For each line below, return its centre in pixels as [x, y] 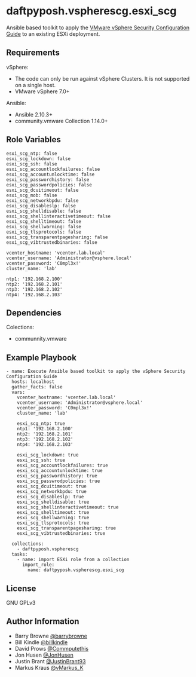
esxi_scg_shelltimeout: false [44, 221]
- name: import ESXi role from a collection [73, 560]
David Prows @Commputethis [51, 648]
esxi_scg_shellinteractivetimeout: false [59, 216]
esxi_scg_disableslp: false [41, 206]
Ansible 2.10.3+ [33, 114]
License [21, 588]
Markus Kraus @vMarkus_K [49, 667]
